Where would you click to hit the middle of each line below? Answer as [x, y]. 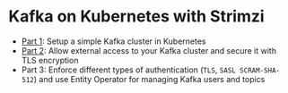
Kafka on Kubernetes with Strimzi [137, 17]
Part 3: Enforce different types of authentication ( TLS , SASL [129, 70]
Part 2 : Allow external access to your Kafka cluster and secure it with [149, 50]
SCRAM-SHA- [260, 70]
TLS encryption [50, 60]
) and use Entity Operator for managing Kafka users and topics [149, 79]
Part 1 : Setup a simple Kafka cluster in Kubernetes [113, 41]
